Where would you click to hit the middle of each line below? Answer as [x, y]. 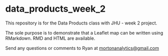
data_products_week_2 [55, 9]
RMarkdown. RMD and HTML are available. [50, 38]
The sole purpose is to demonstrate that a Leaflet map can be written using [84, 33]
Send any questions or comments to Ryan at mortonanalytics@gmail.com [82, 48]
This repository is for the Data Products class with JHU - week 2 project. [81, 23]
